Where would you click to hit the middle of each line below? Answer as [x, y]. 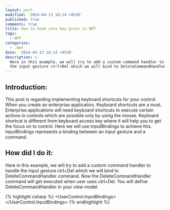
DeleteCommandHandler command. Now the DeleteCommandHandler [78, 176]
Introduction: [26, 87]
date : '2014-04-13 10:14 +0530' [39, 52]
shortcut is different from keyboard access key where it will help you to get [83, 121]
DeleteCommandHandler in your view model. [52, 187]
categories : [18, 43]
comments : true [21, 24]
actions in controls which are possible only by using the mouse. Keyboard [82, 115]
